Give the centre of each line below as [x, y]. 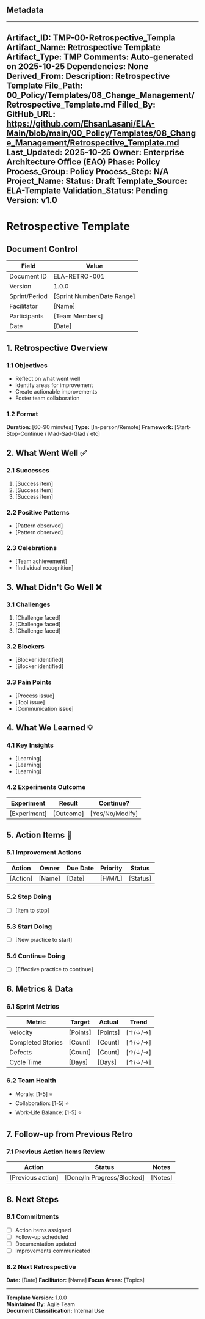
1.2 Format [22, 414]
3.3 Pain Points [29, 682]
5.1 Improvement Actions [44, 853]
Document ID [28, 276]
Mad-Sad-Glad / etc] [74, 434]
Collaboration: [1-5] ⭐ [42, 1103]
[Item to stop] [32, 910]
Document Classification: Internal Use [56, 1311]
